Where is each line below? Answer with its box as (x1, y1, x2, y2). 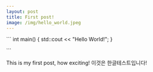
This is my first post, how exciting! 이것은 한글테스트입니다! (6, 60, 148, 67)
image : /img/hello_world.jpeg (6, 19, 82, 25)
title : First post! (6, 14, 55, 20)
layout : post (6, 8, 39, 15)
